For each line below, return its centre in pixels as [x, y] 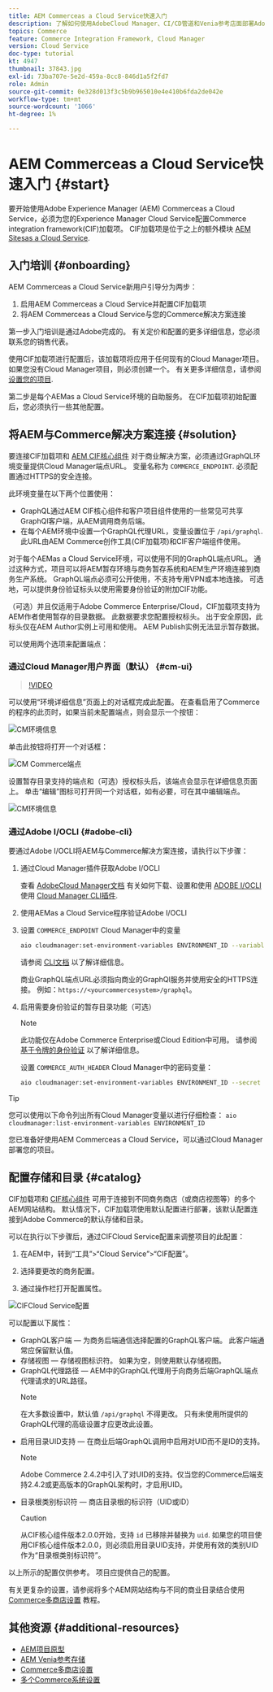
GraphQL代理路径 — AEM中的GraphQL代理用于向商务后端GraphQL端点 [139, 1370]
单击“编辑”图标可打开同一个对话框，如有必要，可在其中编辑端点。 [134, 791]
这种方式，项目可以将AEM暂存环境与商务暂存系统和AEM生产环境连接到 [134, 568]
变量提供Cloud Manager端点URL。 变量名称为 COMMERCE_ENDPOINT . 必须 [133, 466]
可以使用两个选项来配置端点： [58, 644]
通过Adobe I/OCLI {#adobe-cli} [71, 832]
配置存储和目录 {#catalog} [75, 1178]
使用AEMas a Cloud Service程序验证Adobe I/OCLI [104, 913]
